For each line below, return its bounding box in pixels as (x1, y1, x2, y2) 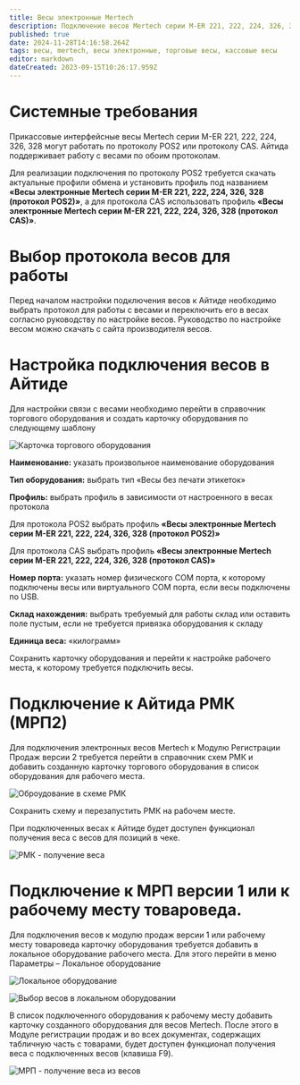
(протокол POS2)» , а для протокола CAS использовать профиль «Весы (9, 196, 284, 207)
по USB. (9, 591, 40, 602)
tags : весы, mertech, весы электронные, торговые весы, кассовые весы (9, 47, 278, 55)
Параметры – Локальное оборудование (9, 958, 162, 969)
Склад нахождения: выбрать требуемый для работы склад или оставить (9, 608, 291, 619)
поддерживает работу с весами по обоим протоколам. (9, 149, 221, 161)
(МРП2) (9, 712, 68, 733)
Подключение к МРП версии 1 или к (9, 880, 290, 901)
